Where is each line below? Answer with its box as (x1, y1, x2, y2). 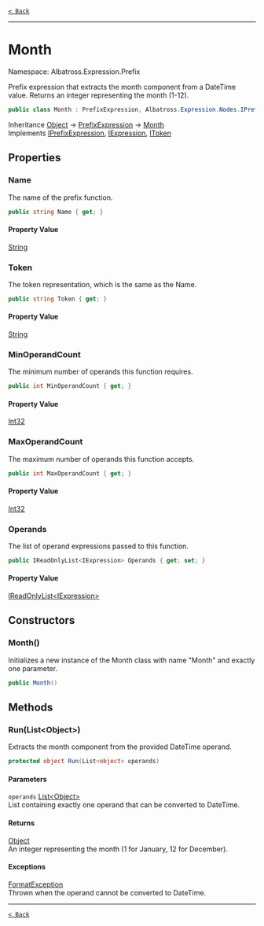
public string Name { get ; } (8, 208, 104, 216)
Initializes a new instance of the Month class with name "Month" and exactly (8, 655, 255, 665)
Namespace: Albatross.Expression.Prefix (8, 67, 141, 76)
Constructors (8, 614, 75, 627)
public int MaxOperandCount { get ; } (8, 469, 132, 478)
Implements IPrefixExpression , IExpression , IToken (8, 128, 171, 138)
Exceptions (8, 862, 46, 872)
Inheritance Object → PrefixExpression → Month (8, 120, 165, 129)
